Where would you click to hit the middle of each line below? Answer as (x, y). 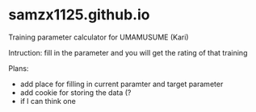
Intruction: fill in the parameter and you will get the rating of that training (128, 52)
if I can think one (48, 101)
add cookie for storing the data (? (76, 92)
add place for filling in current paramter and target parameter (122, 84)
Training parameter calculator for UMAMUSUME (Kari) (99, 37)
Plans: (19, 68)
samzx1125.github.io (79, 15)
